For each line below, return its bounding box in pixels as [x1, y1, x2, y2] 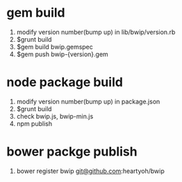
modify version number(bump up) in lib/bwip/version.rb [16, 28, 176, 36]
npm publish [16, 119, 53, 128]
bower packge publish [6, 144, 138, 160]
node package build [6, 74, 123, 90]
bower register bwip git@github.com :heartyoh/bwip [16, 167, 165, 175]
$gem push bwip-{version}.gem [16, 50, 108, 58]
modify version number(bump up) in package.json [16, 97, 160, 106]
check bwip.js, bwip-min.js [16, 112, 94, 120]
